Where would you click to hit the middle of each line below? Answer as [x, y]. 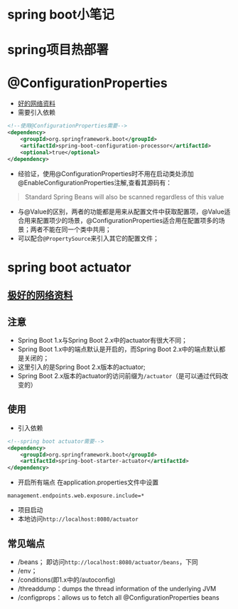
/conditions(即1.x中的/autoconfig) [66, 579]
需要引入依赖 [36, 113]
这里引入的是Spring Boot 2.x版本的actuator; [81, 367]
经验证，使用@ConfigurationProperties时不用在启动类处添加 [106, 173]
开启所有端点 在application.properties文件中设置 [88, 482]
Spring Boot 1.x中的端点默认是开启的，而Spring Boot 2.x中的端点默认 [118, 349]
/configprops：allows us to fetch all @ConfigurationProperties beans [118, 597]
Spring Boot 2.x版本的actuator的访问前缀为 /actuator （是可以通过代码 [120, 375]
